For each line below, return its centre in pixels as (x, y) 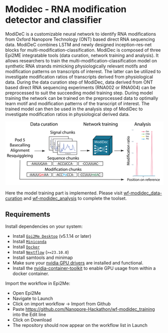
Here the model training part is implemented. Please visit (64, 193)
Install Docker (26, 247)
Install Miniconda (29, 242)
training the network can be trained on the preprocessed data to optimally (82, 98)
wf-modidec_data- (143, 193)
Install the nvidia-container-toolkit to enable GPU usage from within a (84, 269)
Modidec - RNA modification (66, 9)
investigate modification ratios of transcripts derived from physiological (79, 77)
